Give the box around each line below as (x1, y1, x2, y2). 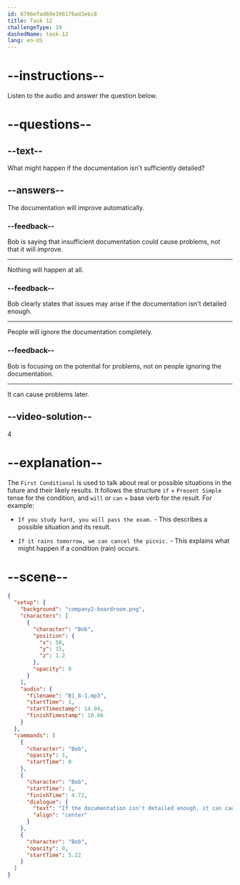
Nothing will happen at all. (7, 266, 84, 274)
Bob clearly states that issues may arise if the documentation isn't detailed (7, 299, 227, 308)
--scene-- (7, 569, 69, 585)
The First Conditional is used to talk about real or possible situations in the (7, 478, 232, 486)
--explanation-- (7, 454, 103, 471)
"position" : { (33, 632, 75, 639)
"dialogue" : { (26, 798, 69, 806)
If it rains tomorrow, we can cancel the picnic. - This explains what (17, 536, 230, 545)
